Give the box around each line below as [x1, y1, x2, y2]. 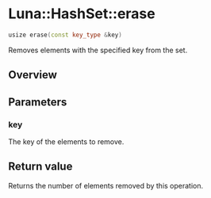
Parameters [8, 95, 67, 109]
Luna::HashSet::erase [8, 5, 156, 23]
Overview [8, 68, 58, 82]
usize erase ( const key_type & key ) [8, 31, 123, 39]
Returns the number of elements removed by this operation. [8, 181, 204, 190]
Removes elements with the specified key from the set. [8, 45, 188, 55]
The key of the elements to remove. [8, 136, 125, 147]
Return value [8, 160, 73, 173]
